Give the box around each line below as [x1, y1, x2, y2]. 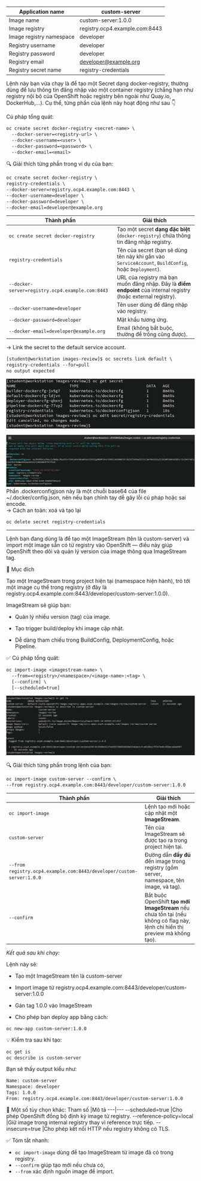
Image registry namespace [8, 33, 75, 41]
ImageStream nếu [144, 904, 190, 911]
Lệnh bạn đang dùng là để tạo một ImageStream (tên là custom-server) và [6, 535, 190, 542]
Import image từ [14, 984, 55, 991]
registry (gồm [144, 864, 178, 871]
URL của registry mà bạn [116, 274, 178, 281]
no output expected [6, 368, 55, 374]
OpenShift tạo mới [144, 898, 190, 905]
